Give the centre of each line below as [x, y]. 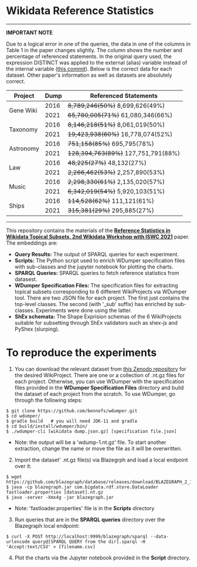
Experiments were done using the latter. [84, 310]
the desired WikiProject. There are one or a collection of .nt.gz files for [99, 375]
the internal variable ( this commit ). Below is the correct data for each [89, 69]
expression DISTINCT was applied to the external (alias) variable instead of [97, 62]
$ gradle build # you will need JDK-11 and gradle [72, 421]
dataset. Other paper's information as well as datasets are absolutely [89, 75]
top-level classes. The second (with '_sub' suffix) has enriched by [94, 304]
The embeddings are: [32, 243]
